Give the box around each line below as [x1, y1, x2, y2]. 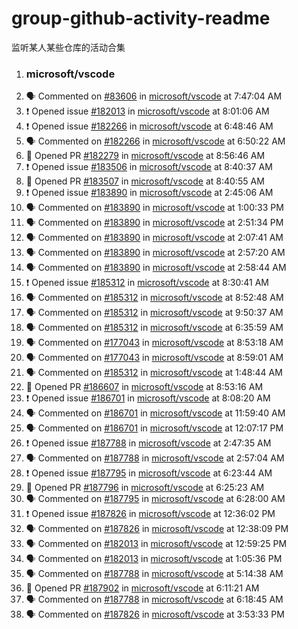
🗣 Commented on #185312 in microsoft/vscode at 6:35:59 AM [25, 322, 284, 334]
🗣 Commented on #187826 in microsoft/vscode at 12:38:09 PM [25, 523, 289, 535]
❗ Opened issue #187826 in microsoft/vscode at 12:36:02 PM [25, 508, 276, 520]
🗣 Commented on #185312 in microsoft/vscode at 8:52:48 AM [25, 292, 284, 304]
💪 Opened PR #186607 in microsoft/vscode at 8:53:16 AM [25, 381, 264, 393]
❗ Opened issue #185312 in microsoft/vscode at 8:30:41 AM [25, 277, 269, 289]
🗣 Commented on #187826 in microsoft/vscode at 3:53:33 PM [25, 608, 285, 621]
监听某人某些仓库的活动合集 [11, 41, 126, 53]
